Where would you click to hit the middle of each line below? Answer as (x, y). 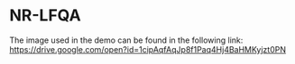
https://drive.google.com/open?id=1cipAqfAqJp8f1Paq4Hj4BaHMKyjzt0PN (148, 49)
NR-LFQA (45, 16)
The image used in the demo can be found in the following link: (126, 40)
